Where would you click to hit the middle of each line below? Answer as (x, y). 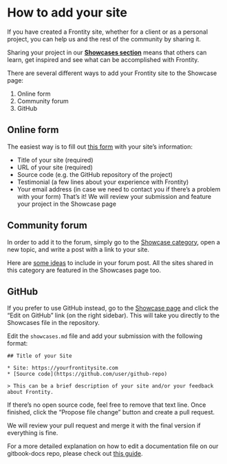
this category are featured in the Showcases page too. (84, 270)
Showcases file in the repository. (53, 323)
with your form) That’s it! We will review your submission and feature (114, 196)
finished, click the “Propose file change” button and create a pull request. (111, 412)
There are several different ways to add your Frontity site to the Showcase (112, 73)
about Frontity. (30, 392)
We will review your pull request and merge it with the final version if (104, 425)
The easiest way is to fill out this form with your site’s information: (100, 147)
